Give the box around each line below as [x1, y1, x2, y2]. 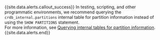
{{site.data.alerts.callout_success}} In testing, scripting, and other [4, 4, 136, 10]
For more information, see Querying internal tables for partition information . [4, 25, 156, 30]
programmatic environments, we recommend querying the [4, 9, 122, 15]
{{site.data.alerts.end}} [4, 30, 51, 35]
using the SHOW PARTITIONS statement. [4, 19, 80, 25]
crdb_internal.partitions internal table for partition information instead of [4, 14, 154, 20]
